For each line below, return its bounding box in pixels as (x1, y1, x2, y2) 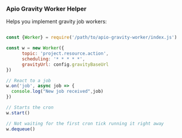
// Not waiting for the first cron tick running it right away (6, 120, 164, 126)
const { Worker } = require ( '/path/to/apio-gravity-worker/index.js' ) (6, 35, 177, 41)
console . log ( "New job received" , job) (11, 89, 104, 95)
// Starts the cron (6, 105, 54, 110)
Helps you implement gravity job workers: (6, 18, 107, 25)
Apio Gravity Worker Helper (6, 5, 87, 13)
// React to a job (6, 78, 51, 83)
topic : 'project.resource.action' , (21, 51, 109, 57)
